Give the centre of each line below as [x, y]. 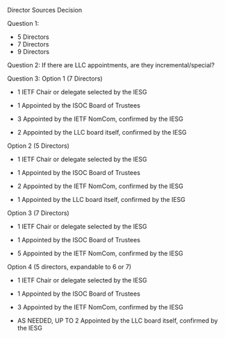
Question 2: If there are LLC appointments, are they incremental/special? [111, 65]
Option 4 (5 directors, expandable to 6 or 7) [69, 267]
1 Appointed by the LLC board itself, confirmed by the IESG [101, 200]
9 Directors [33, 52]
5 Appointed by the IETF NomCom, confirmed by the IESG [100, 253]
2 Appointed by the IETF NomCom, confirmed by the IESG [100, 186]
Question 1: [23, 23]
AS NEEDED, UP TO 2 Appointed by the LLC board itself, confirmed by [117, 321]
